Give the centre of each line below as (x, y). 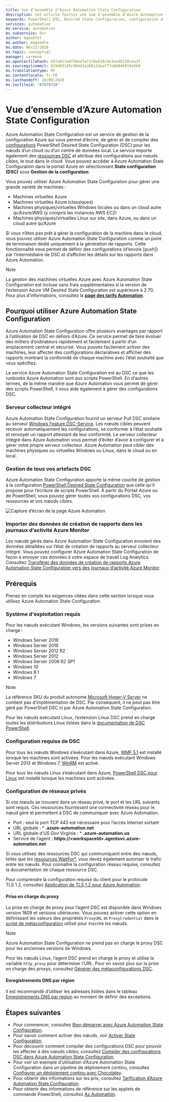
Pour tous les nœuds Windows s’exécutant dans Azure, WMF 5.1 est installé (84, 752)
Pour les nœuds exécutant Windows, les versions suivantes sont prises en (82, 625)
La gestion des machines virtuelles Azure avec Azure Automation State (79, 279)
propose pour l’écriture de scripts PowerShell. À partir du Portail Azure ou (82, 490)
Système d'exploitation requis (43, 614)
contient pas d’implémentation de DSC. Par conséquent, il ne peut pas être (83, 702)
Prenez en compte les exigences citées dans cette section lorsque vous (80, 596)
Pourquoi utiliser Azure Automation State (71, 311)
